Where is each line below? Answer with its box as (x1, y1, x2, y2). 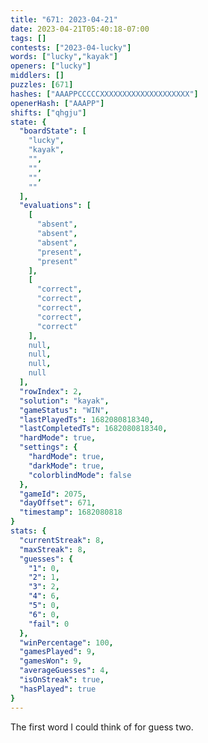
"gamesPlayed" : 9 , (19, 647, 97, 657)
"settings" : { (19, 442, 78, 453)
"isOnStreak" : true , (19, 675, 105, 685)
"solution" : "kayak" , (19, 396, 110, 406)
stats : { (10, 526, 47, 536)
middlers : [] (10, 71, 65, 81)
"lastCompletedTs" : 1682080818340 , (19, 424, 168, 434)
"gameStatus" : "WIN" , (19, 405, 110, 415)
